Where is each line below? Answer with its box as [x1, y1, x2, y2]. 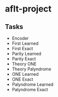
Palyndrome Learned [12, 82, 54, 87]
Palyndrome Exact [12, 87, 48, 92]
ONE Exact [12, 76, 34, 82]
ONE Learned [12, 71, 39, 77]
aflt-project [5, 3, 52, 14]
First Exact [12, 46, 34, 51]
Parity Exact [12, 56, 36, 61]
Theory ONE [12, 61, 37, 67]
